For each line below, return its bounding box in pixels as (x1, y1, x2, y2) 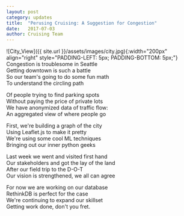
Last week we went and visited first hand (6, 153, 108, 160)
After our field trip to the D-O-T (6, 166, 84, 173)
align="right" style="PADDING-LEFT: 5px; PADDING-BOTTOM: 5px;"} (6, 54, 179, 61)
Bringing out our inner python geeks (6, 141, 96, 149)
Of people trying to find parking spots (6, 91, 100, 99)
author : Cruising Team (6, 31, 63, 37)
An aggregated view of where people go (6, 111, 106, 118)
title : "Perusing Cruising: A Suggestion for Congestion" (6, 20, 158, 26)
